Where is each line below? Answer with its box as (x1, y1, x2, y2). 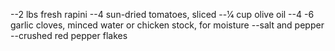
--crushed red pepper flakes (10, 30, 128, 41)
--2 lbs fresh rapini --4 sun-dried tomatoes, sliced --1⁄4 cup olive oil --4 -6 (10, 9, 315, 20)
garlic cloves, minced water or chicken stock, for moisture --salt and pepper (10, 19, 325, 31)
